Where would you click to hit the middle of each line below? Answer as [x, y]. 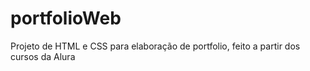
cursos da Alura [43, 56]
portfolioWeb [66, 18]
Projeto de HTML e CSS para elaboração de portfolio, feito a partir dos [155, 46]
